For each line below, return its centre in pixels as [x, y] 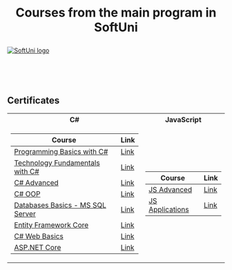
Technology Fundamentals [57, 163]
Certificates [33, 100]
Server [25, 214]
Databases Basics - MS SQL [60, 205]
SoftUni [116, 27]
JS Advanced [170, 190]
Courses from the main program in [116, 13]
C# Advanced [36, 183]
